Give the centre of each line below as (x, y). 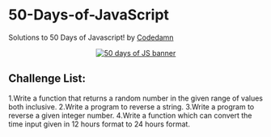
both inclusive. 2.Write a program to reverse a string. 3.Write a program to (131, 106)
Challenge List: (47, 79)
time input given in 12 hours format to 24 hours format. (99, 124)
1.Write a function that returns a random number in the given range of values (135, 98)
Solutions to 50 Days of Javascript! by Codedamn (91, 37)
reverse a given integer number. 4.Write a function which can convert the (130, 115)
